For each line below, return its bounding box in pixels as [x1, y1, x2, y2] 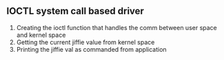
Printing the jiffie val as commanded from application [16, 45, 167, 53]
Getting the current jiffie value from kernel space [16, 37, 155, 46]
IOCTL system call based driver [6, 5, 144, 17]
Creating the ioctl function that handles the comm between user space [16, 23, 218, 31]
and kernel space [16, 31, 66, 39]
